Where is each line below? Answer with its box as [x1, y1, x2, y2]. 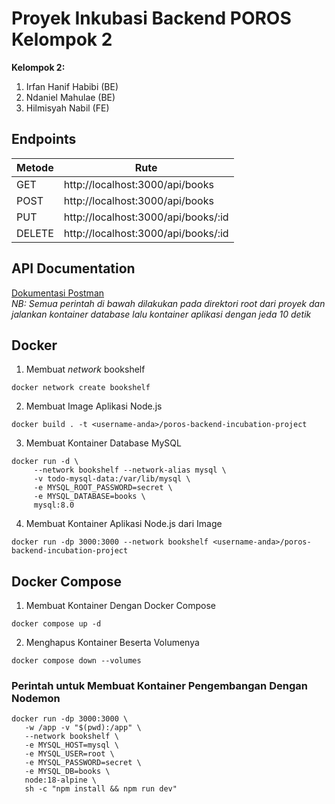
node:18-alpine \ [24, 775, 98, 786]
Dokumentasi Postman [11, 287, 105, 299]
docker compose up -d [11, 619, 102, 629]
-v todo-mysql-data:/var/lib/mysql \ [33, 474, 191, 484]
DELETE [16, 226, 54, 240]
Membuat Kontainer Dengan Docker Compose [25, 600, 216, 612]
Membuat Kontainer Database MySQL [25, 437, 182, 449]
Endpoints [11, 131, 77, 148]
